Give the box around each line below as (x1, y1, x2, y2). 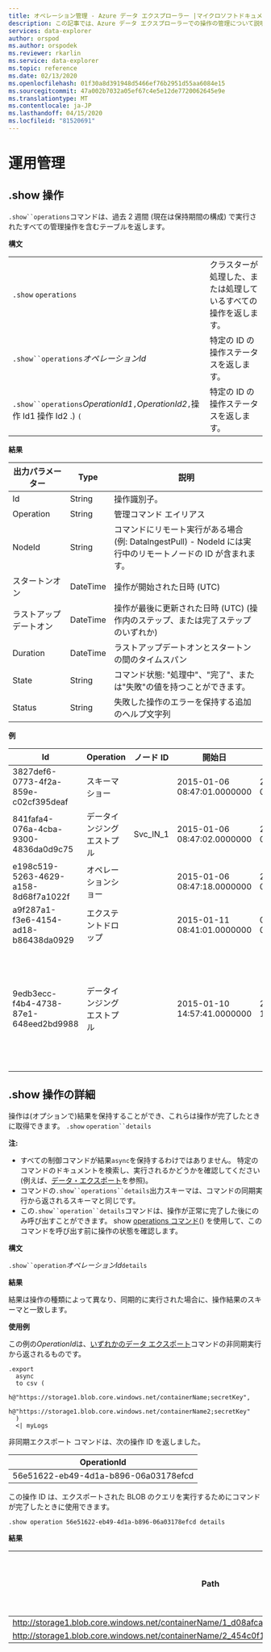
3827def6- (12, 766, 57, 777)
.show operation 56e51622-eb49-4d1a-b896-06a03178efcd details (8, 1518, 226, 1526)
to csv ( (15, 1379, 45, 1387)
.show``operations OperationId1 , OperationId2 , (12, 398, 192, 409)
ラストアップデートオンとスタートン (114, 642, 252, 653)
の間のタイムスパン (114, 654, 188, 665)
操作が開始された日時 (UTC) (114, 581, 220, 592)
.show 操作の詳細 (8, 1088, 96, 1102)
